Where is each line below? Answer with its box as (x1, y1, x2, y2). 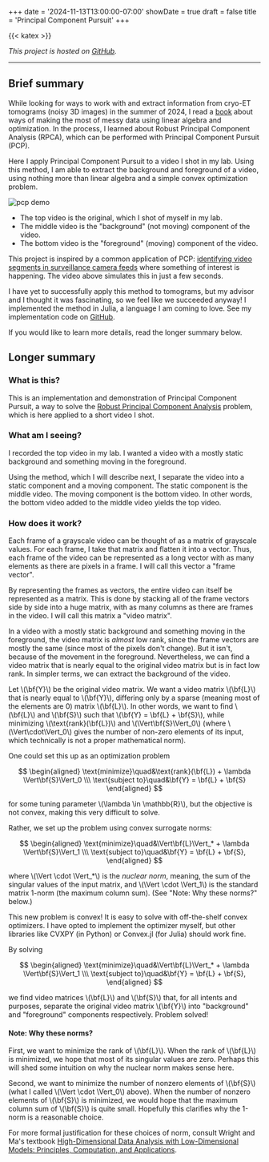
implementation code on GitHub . (8, 312, 115, 321)
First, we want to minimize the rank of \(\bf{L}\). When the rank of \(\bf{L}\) (8, 1046, 256, 1055)
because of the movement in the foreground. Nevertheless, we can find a (8, 652, 251, 661)
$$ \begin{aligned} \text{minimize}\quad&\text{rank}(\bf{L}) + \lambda (18, 766, 251, 776)
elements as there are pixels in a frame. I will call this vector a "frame (8, 561, 236, 571)
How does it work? (8, 517, 82, 529)
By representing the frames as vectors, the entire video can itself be (8, 585, 233, 595)
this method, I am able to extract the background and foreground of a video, (8, 164, 259, 175)
